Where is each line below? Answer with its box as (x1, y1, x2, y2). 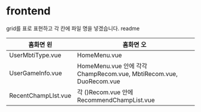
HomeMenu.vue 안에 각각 (77, 62, 148, 70)
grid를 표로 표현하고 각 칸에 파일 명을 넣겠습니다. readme (6, 25, 140, 32)
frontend (6, 4, 51, 18)
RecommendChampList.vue (77, 96, 155, 104)
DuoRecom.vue (77, 77, 121, 85)
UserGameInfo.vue (9, 69, 62, 77)
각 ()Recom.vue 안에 (77, 88, 133, 96)
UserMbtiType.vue (9, 51, 62, 59)
